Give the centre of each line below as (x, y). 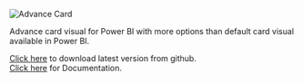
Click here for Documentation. (66, 68)
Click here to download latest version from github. (103, 58)
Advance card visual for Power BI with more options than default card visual (151, 31)
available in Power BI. (50, 41)
